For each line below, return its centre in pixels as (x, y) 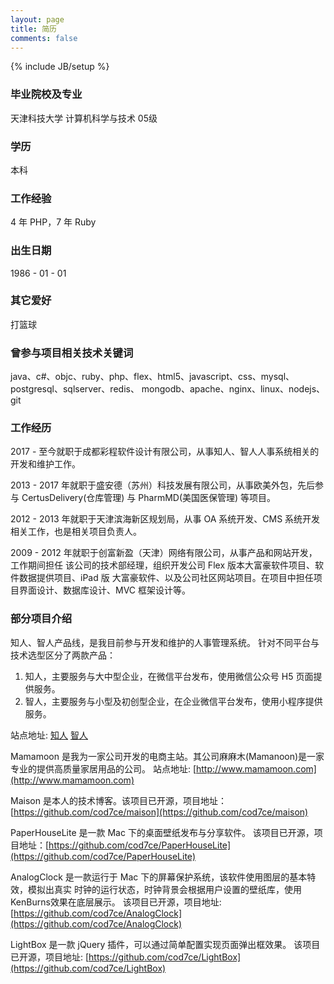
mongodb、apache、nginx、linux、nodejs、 (233, 389)
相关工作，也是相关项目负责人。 (76, 532)
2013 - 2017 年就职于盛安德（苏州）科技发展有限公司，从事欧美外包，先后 (162, 485)
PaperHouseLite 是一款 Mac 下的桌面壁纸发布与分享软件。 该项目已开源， (162, 832)
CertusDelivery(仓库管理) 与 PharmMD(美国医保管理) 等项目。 (149, 498)
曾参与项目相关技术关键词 (72, 353)
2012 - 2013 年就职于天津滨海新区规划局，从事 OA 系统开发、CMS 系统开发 (165, 519)
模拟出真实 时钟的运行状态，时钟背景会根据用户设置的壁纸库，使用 (164, 889)
